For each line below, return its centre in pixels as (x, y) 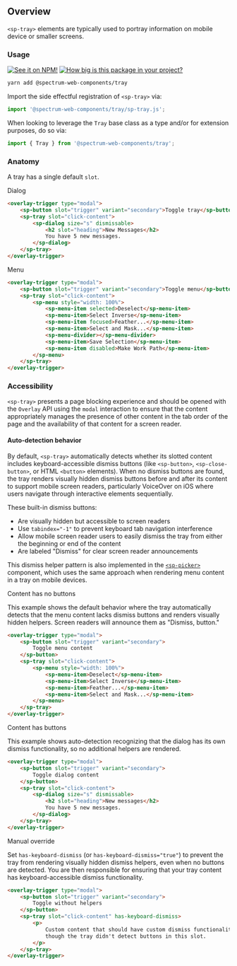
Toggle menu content (63, 648)
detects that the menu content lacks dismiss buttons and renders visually (114, 615)
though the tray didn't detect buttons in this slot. (126, 936)
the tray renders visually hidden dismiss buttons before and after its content (117, 478)
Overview (29, 12)
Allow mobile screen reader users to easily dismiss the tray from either (120, 536)
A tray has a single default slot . (53, 177)
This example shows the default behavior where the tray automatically (109, 607)
